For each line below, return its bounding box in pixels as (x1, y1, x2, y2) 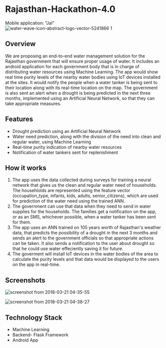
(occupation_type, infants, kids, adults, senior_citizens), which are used (12, 193, 159, 199)
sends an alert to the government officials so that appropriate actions (12, 235, 154, 241)
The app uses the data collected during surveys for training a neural (12, 177, 151, 183)
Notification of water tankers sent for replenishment (12, 149, 118, 155)
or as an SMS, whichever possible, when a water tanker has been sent (12, 214, 156, 220)
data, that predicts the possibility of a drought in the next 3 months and (12, 230, 158, 236)
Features (5, 115, 33, 123)
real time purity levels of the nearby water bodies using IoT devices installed (5, 74, 161, 80)
